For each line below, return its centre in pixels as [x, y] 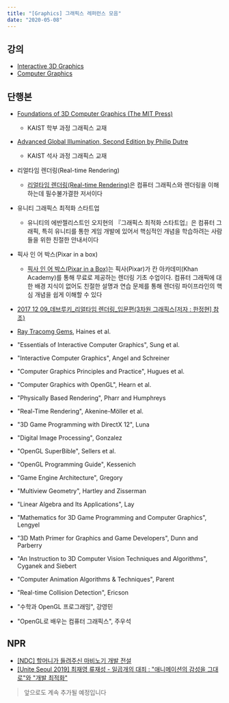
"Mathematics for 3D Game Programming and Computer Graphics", [112, 518]
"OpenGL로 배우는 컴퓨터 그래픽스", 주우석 [74, 621]
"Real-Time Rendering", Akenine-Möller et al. [80, 412]
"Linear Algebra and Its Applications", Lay [76, 504]
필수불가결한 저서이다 [74, 193]
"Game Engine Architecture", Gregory [70, 478]
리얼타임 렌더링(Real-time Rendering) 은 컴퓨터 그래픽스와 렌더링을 [117, 185]
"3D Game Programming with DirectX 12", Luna [83, 425]
